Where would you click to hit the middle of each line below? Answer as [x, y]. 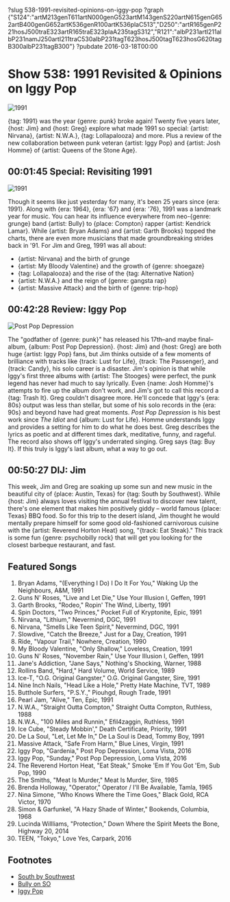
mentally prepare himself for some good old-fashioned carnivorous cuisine [113, 523]
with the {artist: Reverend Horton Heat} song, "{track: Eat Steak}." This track [115, 531]
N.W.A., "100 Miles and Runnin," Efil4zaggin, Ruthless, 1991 [101, 722]
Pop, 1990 [32, 773]
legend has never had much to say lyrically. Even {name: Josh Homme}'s [111, 383]
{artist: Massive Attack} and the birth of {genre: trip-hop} [98, 288]
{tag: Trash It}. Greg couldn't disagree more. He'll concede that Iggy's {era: [114, 397]
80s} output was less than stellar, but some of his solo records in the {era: [112, 405]
